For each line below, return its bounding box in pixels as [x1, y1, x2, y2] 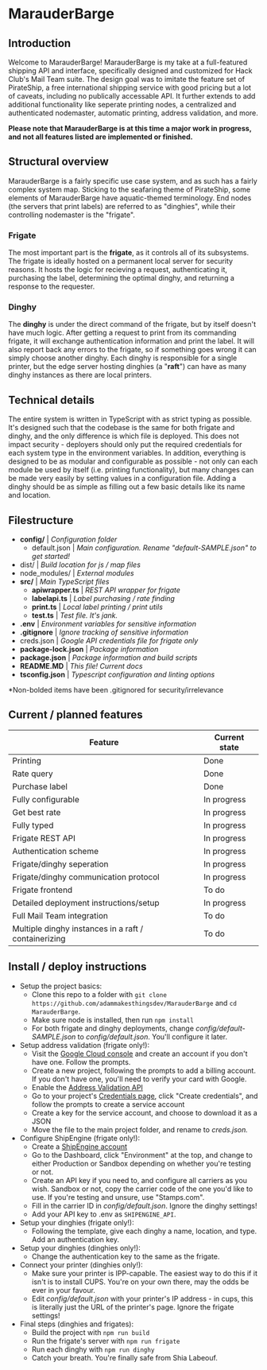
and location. [8, 491, 52, 500]
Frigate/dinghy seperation [12, 858, 109, 869]
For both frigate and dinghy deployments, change [31, 1023, 195, 1033]
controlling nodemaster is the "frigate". [8, 210, 135, 219]
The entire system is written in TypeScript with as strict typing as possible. [8, 414, 253, 424]
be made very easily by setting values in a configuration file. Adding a [8, 474, 237, 483]
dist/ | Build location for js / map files [19, 560, 141, 569]
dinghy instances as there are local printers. [8, 371, 153, 380]
